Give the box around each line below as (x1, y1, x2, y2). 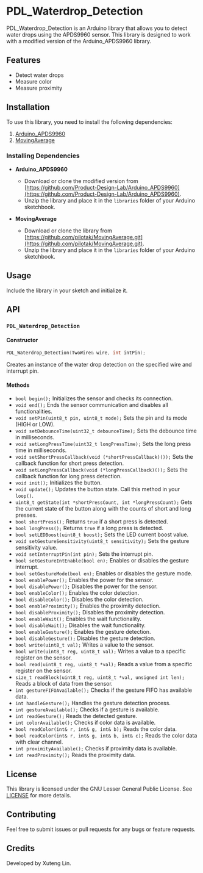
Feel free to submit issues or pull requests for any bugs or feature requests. (6, 825, 196, 833)
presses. (15, 511, 37, 519)
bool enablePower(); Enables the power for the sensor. (15, 577, 154, 584)
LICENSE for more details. (6, 792, 71, 799)
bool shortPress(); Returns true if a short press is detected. (15, 518, 169, 525)
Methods (6, 381, 30, 389)
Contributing (6, 810, 56, 820)
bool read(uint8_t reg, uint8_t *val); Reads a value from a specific (15, 661, 193, 668)
